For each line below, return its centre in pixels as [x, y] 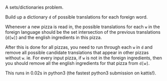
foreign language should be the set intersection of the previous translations [83, 32]
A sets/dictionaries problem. [34, 7]
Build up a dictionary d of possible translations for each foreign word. [76, 17]
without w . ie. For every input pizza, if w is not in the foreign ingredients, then [83, 58]
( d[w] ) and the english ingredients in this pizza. [53, 37]
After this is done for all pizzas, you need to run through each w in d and [79, 47]
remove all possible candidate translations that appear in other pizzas [77, 53]
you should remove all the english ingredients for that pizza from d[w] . [77, 63]
